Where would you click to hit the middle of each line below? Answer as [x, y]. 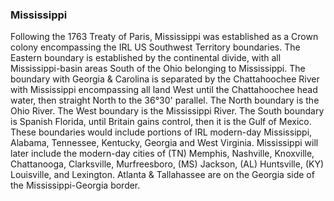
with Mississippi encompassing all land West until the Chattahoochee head [164, 90]
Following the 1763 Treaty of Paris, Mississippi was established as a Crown [164, 37]
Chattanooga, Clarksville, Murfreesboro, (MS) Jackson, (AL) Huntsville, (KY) [167, 164]
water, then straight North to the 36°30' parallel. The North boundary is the [165, 100]
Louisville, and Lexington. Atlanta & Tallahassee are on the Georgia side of [162, 175]
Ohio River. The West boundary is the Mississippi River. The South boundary [167, 111]
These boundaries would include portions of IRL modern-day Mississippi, [161, 132]
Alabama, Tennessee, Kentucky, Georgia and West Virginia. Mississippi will [164, 143]
